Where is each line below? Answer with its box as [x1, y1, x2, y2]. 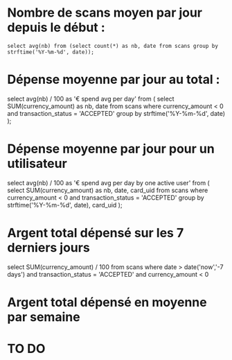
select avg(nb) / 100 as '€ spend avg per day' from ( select [7, 94, 175, 103]
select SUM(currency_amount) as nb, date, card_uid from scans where [7, 186, 208, 194]
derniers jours [7, 240, 90, 255]
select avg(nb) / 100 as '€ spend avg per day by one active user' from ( [7, 178, 210, 187]
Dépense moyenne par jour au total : [7, 71, 220, 87]
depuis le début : [7, 19, 105, 35]
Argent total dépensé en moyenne [7, 294, 207, 310]
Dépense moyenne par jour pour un [7, 141, 215, 157]
